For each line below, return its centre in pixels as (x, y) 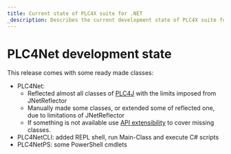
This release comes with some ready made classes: (80, 73)
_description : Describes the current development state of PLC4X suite (112, 20)
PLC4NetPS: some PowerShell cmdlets (72, 144)
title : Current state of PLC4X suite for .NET (75, 13)
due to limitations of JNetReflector (76, 115)
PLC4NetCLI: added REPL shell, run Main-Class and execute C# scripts (118, 137)
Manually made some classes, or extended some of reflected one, (121, 108)
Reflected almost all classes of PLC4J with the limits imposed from (122, 93)
